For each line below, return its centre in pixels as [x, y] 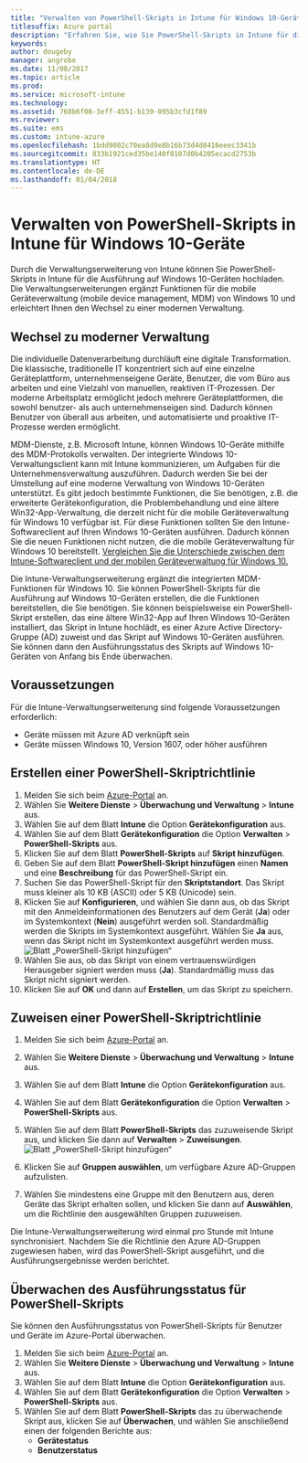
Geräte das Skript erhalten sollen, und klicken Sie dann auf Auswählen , [158, 1204]
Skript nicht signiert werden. [77, 980]
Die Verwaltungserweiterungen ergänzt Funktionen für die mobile [133, 289]
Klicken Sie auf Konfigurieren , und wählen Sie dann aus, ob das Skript [157, 902]
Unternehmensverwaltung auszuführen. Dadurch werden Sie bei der [139, 473]
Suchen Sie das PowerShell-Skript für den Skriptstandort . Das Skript [154, 882]
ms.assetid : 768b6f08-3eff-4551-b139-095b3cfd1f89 [109, 111]
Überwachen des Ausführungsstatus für [128, 1289]
